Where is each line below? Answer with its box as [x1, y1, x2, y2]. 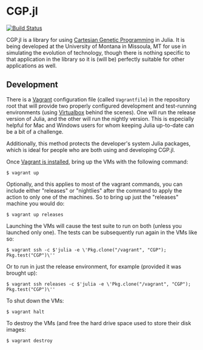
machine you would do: [6, 199, 65, 207]
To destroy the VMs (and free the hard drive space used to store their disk [6, 319, 191, 326]
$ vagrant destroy [6, 337, 53, 344]
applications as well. [6, 62, 58, 69]
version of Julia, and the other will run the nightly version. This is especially [6, 115, 195, 122]
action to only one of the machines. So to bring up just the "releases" [6, 193, 179, 201]
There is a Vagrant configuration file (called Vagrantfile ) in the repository [6, 95, 190, 103]
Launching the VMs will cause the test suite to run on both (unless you [6, 222, 182, 229]
